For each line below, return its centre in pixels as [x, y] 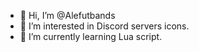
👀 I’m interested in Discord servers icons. [104, 26]
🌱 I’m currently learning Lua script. [91, 36]
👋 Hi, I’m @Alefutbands [67, 15]
